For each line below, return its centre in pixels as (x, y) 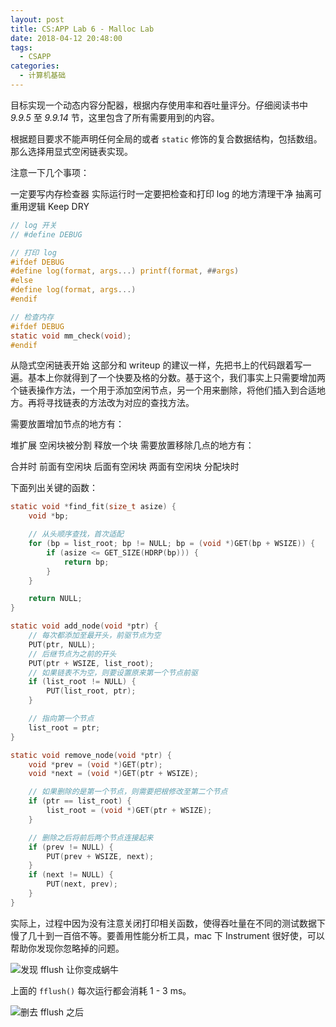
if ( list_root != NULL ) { (82, 682)
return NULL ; (55, 599)
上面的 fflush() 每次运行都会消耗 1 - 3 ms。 (101, 990)
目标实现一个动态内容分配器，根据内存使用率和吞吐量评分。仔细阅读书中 (159, 105)
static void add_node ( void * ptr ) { (84, 626)
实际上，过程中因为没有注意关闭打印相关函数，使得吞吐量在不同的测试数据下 (168, 923)
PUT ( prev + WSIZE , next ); (100, 856)
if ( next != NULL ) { (71, 875)
